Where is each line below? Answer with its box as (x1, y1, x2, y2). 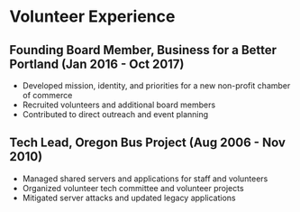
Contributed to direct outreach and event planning (22, 109, 209, 119)
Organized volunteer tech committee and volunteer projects (22, 182, 245, 193)
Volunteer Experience (9, 6, 176, 27)
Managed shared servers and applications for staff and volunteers (22, 173, 268, 184)
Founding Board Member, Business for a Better (9, 42, 277, 58)
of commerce (22, 90, 73, 100)
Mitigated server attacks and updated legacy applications (22, 192, 236, 203)
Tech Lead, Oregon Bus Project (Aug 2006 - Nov (9, 135, 286, 151)
